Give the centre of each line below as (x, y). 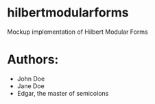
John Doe (31, 79)
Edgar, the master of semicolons (63, 93)
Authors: (33, 60)
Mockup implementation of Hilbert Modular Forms (78, 32)
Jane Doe (31, 86)
